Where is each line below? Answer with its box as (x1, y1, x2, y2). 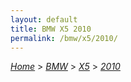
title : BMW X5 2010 (10, 24, 92, 34)
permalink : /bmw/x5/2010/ (10, 33, 118, 43)
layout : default (10, 14, 78, 25)
